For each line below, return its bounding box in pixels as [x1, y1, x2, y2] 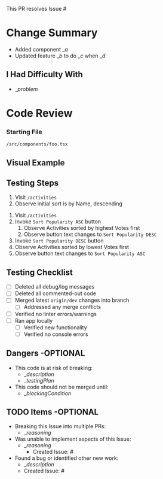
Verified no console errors [23, 331, 88, 338]
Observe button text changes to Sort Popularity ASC [14, 250, 146, 257]
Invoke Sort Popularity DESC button [14, 237, 104, 244]
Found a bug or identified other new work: [14, 454, 119, 462]
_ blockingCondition [23, 389, 72, 397]
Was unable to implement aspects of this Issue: [14, 435, 131, 442]
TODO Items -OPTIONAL [6, 407, 99, 417]
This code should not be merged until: [14, 383, 109, 390]
